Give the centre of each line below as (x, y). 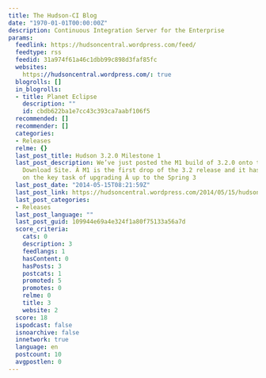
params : (21, 38)
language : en (37, 347)
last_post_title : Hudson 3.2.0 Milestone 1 (88, 155)
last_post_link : (42, 192)
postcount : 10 (38, 355)
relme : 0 (37, 296)
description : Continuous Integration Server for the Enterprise (116, 30)
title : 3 (37, 303)
